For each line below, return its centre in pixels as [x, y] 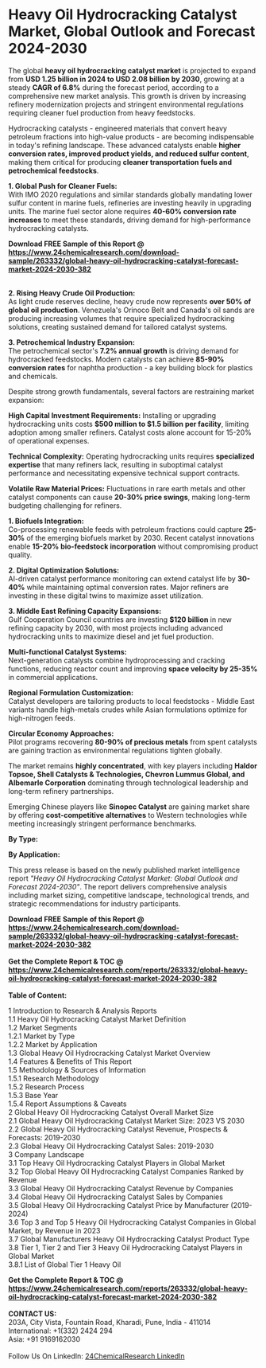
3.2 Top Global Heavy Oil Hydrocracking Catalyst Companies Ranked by [126, 1171]
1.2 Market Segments [43, 1027]
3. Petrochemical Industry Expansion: [72, 342]
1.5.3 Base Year [33, 1095]
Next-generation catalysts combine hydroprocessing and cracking [117, 660]
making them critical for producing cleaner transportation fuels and [120, 162]
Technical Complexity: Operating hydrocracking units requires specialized [131, 456]
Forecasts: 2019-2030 [44, 1137]
